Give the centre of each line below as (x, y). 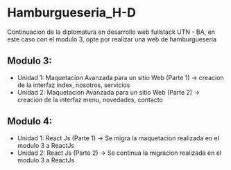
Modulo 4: (30, 121)
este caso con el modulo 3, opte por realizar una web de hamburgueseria (112, 39)
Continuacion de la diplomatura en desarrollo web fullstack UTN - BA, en (111, 32)
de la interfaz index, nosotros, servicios (74, 85)
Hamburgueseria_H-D (72, 13)
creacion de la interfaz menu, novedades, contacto (90, 100)
